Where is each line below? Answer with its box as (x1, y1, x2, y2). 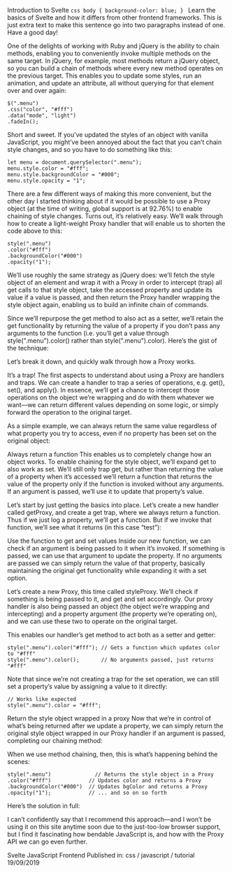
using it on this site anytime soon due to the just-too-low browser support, (7, 823, 222, 831)
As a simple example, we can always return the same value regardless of (7, 422, 217, 430)
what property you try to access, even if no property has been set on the (7, 430, 217, 437)
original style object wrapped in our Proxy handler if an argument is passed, (7, 729, 226, 737)
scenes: (7, 758, 30, 765)
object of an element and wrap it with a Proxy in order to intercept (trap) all (7, 278, 222, 286)
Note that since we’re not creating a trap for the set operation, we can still (7, 675, 219, 683)
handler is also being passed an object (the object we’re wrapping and (7, 602, 210, 611)
